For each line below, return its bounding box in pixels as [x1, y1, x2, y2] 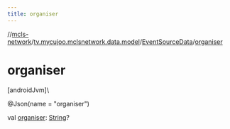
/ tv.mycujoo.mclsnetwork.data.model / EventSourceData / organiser [31, 37, 223, 46]
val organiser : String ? [7, 113, 70, 121]
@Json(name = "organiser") [7, 99, 90, 108]
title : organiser [7, 10, 59, 18]
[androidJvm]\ [7, 86, 50, 94]
